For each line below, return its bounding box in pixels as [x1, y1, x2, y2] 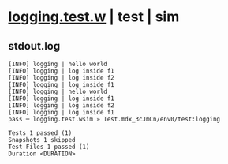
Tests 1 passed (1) [8, 129, 73, 137]
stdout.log [8, 39, 61, 53]
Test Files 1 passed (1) [8, 143, 90, 151]
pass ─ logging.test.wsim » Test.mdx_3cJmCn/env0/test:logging [8, 115, 221, 123]
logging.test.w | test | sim [8, 8, 180, 26]
